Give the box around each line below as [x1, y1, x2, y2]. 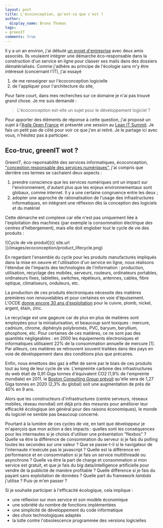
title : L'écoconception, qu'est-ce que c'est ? [5, 12, 104, 17]
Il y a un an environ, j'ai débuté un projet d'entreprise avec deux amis [5, 47, 144, 54]
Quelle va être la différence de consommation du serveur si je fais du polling [5, 436, 158, 442]
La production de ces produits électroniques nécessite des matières [5, 289, 142, 295]
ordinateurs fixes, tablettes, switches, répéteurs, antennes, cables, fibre [5, 275, 149, 281]
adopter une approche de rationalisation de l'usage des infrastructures [12, 195, 154, 201]
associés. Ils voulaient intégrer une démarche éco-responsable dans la [5, 53, 147, 59]
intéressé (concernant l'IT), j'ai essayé [5, 68, 82, 74]
